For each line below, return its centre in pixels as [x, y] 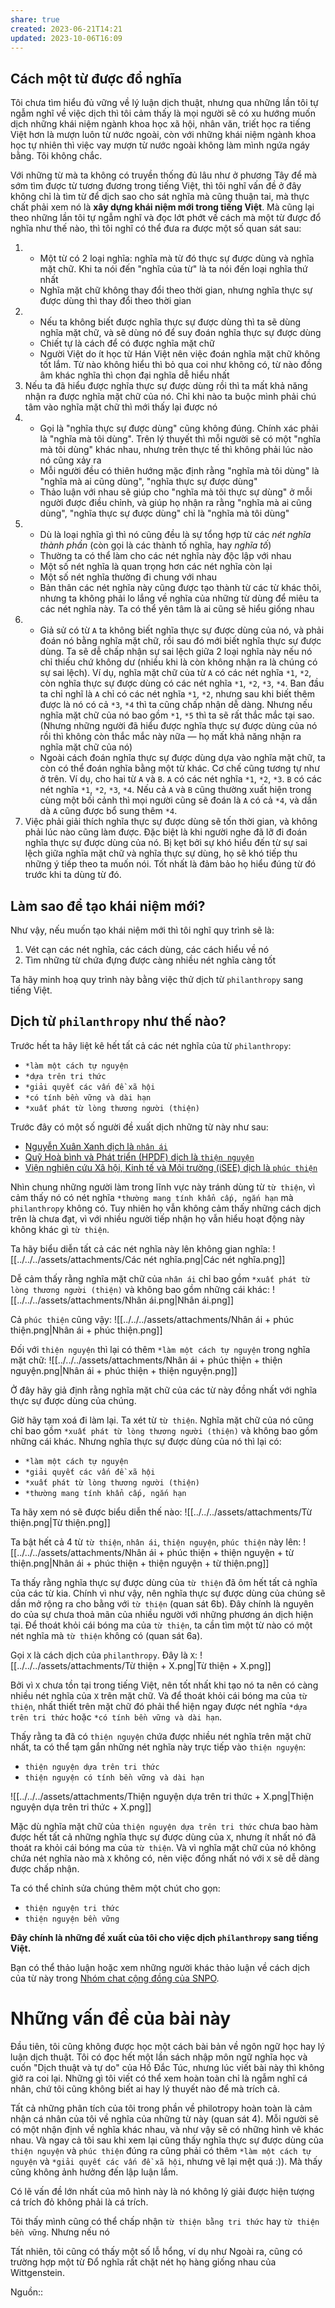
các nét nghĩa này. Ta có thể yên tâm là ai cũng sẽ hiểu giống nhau [177, 609]
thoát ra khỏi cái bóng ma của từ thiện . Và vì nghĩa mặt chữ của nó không [163, 1847]
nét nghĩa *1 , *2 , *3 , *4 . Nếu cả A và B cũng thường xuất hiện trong [175, 790]
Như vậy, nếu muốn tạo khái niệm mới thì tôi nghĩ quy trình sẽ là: [142, 930]
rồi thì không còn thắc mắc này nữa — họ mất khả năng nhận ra [170, 737]
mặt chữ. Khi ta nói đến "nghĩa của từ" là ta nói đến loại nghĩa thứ [173, 269]
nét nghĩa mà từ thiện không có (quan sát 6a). [106, 1635]
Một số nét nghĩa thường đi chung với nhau [128, 577]
